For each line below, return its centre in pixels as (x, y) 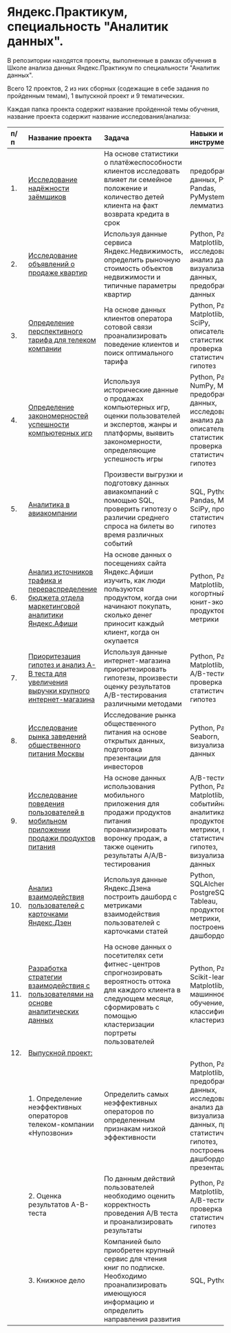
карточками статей (136, 931)
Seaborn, (205, 736)
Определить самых (136, 1094)
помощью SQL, (129, 500)
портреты (120, 1033)
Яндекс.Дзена (128, 888)
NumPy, (203, 385)
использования (130, 786)
